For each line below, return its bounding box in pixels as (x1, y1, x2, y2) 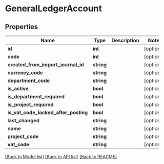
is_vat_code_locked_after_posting (7, 109, 88, 116)
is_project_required (7, 101, 54, 108)
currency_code (7, 69, 43, 76)
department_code (7, 77, 50, 84)
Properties (5, 23, 38, 31)
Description (111, 37, 140, 44)
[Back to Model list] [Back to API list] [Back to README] (5, 154, 117, 160)
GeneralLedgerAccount (5, 3, 102, 14)
